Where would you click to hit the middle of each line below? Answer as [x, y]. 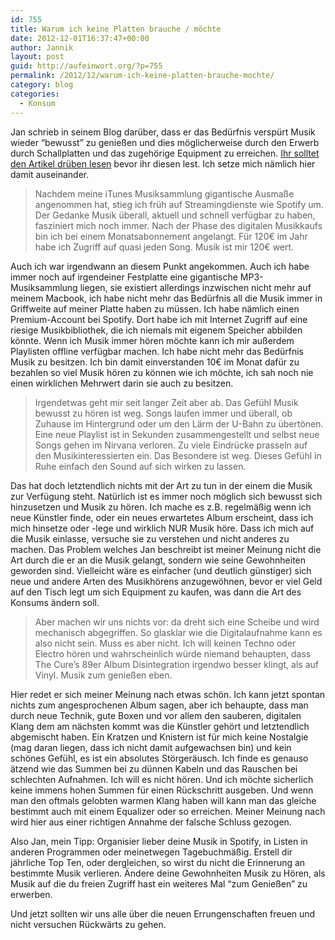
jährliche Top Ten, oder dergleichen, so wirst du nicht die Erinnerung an [158, 862]
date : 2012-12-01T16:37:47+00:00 [80, 38]
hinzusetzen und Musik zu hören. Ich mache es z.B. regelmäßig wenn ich [161, 507]
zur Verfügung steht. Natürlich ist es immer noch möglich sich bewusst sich [166, 496]
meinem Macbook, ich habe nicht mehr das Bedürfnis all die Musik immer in [166, 298]
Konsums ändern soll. [55, 602]
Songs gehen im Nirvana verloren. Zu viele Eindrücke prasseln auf [171, 445]
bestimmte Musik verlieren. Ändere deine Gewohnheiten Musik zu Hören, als [168, 873]
